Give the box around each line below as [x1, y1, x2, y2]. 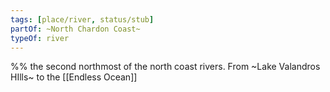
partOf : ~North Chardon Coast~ [10, 24, 141, 34]
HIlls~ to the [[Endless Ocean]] [10, 71, 138, 83]
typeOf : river [10, 33, 70, 43]
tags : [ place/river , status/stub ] [10, 14, 155, 25]
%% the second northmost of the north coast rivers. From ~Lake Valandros [10, 61, 321, 73]
